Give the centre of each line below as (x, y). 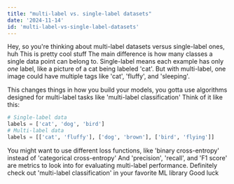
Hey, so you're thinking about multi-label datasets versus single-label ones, (116, 47)
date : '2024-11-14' (36, 20)
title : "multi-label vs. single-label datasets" (80, 14)
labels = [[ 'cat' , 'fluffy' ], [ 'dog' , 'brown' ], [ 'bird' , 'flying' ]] (111, 137)
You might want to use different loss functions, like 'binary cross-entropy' (113, 150)
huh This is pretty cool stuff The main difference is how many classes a (110, 54)
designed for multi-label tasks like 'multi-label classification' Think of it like (115, 97)
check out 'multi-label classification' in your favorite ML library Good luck (113, 173)
